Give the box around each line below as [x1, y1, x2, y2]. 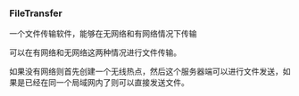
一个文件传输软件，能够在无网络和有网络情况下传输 [9, 28, 197, 39]
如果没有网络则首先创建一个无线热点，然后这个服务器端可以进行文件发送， [9, 66, 283, 77]
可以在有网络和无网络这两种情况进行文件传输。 [9, 47, 181, 58]
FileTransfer [9, 7, 62, 20]
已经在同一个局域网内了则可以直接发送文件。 [24, 77, 189, 88]
